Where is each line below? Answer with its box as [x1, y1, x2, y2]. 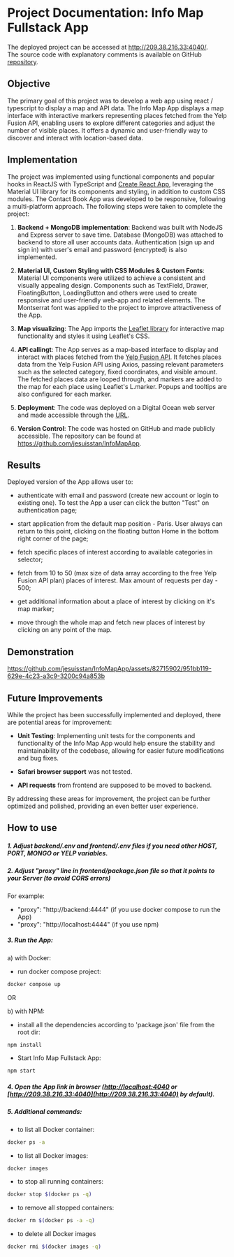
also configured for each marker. [17, 390, 112, 398]
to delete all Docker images [17, 1230, 96, 1238]
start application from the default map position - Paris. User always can [17, 520, 224, 528]
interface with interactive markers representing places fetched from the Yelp [7, 111, 227, 119]
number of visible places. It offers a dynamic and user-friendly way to [7, 126, 208, 134]
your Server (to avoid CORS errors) [7, 874, 111, 883]
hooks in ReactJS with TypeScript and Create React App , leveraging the [7, 179, 214, 188]
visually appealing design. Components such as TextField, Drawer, [17, 281, 209, 289]
